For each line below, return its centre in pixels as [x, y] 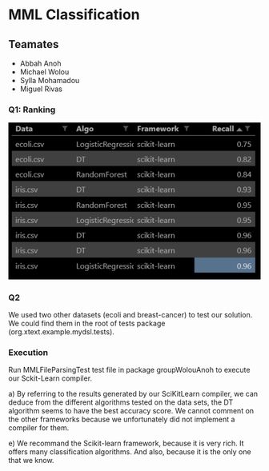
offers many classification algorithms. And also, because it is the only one [130, 452]
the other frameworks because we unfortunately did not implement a [122, 419]
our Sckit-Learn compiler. [50, 378]
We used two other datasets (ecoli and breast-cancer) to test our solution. [130, 314]
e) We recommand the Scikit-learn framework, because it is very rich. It [126, 443]
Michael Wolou [44, 72]
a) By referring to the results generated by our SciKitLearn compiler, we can [133, 394]
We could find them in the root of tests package [87, 323]
